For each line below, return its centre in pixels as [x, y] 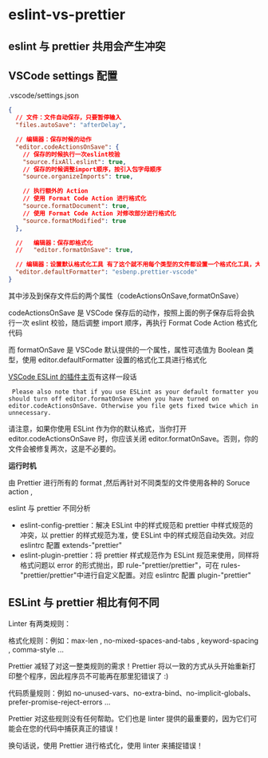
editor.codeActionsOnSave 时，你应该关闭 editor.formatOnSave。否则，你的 [134, 438]
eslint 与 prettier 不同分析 [49, 508]
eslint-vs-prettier [67, 15]
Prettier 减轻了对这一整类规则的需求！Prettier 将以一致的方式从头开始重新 [129, 666]
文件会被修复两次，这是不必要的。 [64, 449]
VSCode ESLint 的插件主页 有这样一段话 [73, 377]
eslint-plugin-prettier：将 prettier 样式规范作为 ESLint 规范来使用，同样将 [139, 555]
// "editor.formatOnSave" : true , [75, 250]
